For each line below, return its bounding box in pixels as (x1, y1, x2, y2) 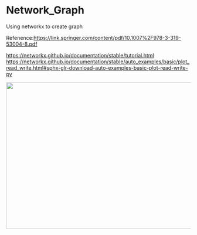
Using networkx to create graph (6, 23, 83, 30)
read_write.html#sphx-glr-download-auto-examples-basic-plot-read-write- (6, 64, 189, 71)
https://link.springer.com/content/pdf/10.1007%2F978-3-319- (33, 34, 182, 41)
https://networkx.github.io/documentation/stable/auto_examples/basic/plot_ (6, 58, 190, 65)
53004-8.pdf (6, 40, 38, 47)
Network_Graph (6, 4, 85, 17)
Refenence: (6, 34, 34, 41)
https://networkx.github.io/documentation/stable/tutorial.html (6, 52, 154, 59)
